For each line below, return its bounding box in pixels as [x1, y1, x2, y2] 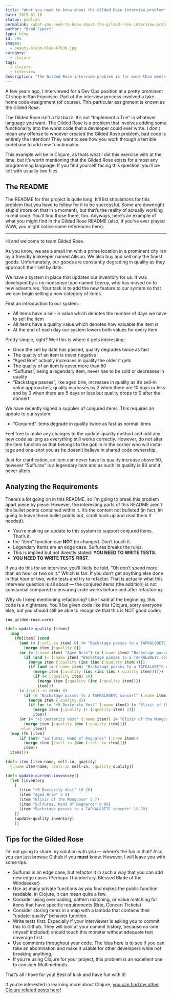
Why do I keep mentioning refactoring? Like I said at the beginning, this [5, 596, 155, 603]
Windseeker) [12, 880, 40, 886]
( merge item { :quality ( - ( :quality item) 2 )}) [32, 707, 137, 713]
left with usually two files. [5, 167, 59, 174]
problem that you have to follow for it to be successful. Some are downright [5, 202, 165, 208]
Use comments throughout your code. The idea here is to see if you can [12, 940, 165, 946]
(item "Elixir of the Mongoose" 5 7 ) [18, 797, 100, 802]
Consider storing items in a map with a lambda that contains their [12, 907, 150, 914]
